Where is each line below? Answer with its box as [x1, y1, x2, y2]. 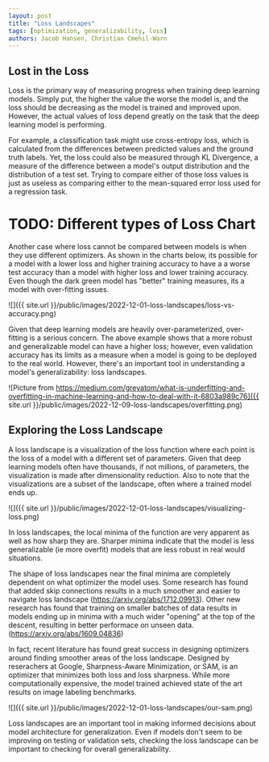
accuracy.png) [8, 309, 56, 319]
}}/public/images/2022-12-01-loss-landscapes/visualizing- [50, 503, 246, 513]
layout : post [8, 11, 52, 20]
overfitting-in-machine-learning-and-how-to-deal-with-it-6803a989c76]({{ [8, 392, 259, 401]
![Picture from [8, 383, 55, 392]
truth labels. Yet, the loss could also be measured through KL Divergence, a [8, 152, 259, 162]
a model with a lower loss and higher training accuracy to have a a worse [8, 259, 250, 269]
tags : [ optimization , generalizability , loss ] [8, 27, 168, 35]
